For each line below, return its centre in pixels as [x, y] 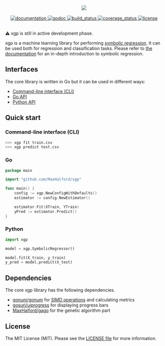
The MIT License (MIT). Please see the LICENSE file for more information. [81, 338]
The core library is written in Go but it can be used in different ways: [75, 81]
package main [19, 170]
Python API [24, 102]
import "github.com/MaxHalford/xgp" [43, 180]
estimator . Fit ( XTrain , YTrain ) [47, 207]
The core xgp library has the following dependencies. [60, 290]
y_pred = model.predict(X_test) [39, 262]
